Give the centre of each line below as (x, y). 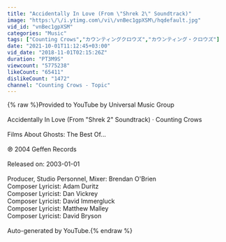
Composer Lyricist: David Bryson (54, 216)
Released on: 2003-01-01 (44, 164)
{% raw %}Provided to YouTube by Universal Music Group (91, 105)
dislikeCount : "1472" (39, 78)
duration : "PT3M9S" (36, 59)
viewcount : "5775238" (39, 66)
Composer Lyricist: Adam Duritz (53, 186)
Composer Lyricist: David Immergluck (61, 201)
